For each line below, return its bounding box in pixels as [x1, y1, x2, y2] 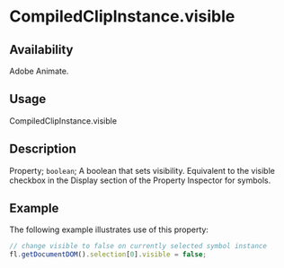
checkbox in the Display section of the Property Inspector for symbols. [9, 175, 271, 186]
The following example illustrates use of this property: [9, 224, 209, 235]
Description [9, 142, 76, 157]
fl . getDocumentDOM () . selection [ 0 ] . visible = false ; [9, 250, 207, 259]
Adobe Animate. [9, 65, 69, 76]
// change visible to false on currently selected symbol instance [9, 242, 268, 251]
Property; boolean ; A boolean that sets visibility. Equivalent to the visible [9, 165, 276, 176]
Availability [9, 42, 74, 57]
